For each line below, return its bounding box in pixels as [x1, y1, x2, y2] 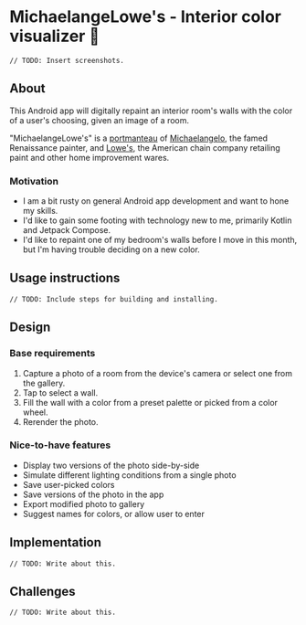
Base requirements [9, 347, 96, 360]
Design [9, 320, 51, 335]
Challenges [9, 584, 76, 599]
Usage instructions [9, 270, 121, 286]
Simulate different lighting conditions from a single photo [22, 469, 237, 481]
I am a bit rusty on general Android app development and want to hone [22, 196, 290, 207]
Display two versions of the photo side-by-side [22, 460, 200, 471]
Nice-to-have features [9, 439, 111, 451]
